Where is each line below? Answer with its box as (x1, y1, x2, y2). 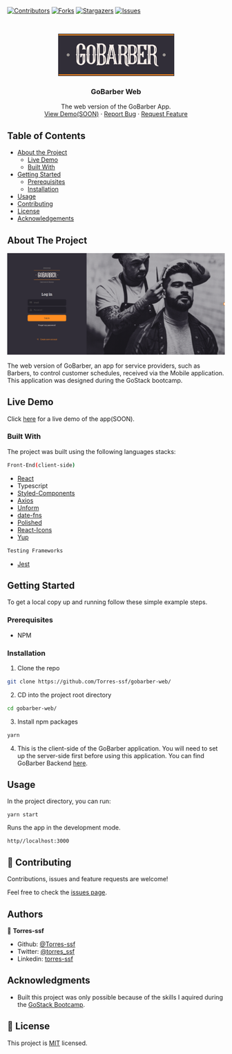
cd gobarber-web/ (7, 705, 57, 712)
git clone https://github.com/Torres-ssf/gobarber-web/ (7, 678, 171, 685)
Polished (17, 518, 43, 527)
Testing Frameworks (7, 547, 64, 554)
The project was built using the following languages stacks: (7, 447, 176, 455)
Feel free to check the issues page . (7, 888, 107, 896)
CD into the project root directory (17, 690, 112, 699)
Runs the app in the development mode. (7, 823, 121, 832)
